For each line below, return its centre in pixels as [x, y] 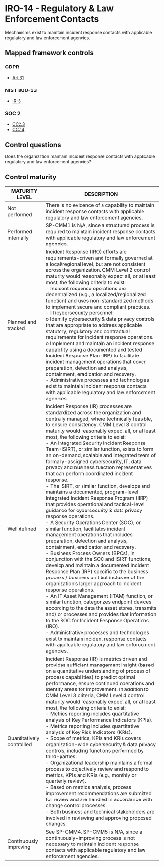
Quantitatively [23, 738]
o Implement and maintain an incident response [100, 343]
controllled [20, 744]
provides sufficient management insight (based [100, 665]
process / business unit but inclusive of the [95, 577]
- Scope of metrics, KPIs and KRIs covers [93, 738]
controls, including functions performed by [95, 750]
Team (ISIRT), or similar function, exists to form [100, 449]
